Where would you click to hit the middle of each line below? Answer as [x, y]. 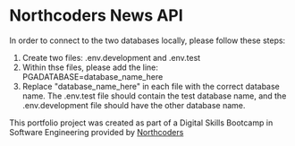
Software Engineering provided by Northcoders [97, 132]
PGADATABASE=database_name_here [93, 76]
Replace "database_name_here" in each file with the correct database [151, 86]
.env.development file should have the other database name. [134, 105]
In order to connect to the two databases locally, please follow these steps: [147, 40]
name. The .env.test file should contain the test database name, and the [154, 96]
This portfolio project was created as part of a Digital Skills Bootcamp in [141, 123]
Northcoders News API [96, 16]
